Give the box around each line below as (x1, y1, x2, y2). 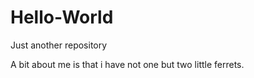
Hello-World (10, 6, 114, 29)
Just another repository (10, 39, 108, 51)
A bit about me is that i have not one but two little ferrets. (10, 58, 245, 70)
